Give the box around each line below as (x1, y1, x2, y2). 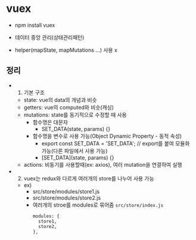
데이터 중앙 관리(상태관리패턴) (14, 33, 85, 40)
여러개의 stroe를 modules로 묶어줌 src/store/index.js (32, 201, 164, 208)
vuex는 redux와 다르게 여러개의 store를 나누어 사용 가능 (23, 174, 154, 182)
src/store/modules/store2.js (32, 194, 101, 201)
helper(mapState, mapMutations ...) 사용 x (14, 46, 118, 54)
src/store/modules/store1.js (32, 188, 100, 195)
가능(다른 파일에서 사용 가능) (41, 147, 108, 154)
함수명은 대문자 (32, 119, 69, 126)
